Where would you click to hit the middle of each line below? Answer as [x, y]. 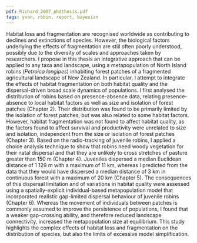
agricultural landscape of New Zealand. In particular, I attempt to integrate [96, 78]
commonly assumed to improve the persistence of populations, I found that [97, 209]
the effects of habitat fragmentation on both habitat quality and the [87, 84]
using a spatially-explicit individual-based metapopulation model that [90, 190]
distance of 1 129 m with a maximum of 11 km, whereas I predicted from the [97, 165]
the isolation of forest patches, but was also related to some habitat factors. [98, 115]
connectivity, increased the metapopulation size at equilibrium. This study [96, 221]
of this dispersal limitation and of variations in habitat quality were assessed [98, 184]
